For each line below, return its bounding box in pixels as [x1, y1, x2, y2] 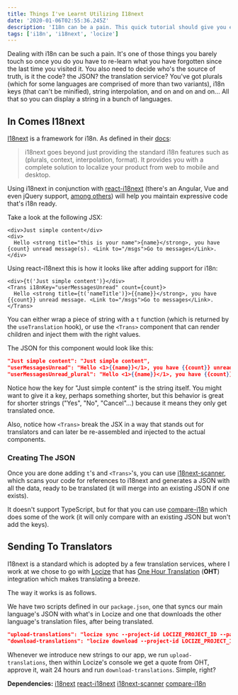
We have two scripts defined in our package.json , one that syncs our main [7, 602, 223, 611]
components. [7, 435, 46, 443]
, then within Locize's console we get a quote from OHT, [45, 657, 210, 667]
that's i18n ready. [7, 199, 57, 208]
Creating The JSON [7, 452, 76, 462]
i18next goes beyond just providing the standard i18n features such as [24, 148, 229, 157]
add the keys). [7, 520, 50, 528]
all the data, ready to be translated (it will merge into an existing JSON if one [7, 484, 230, 492]
